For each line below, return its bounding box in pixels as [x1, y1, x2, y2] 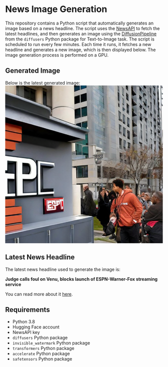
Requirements [5, 305, 50, 314]
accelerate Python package [12, 350, 70, 356]
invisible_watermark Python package [12, 340, 90, 346]
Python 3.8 [12, 319, 35, 325]
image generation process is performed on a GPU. [5, 52, 109, 58]
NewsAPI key [12, 329, 40, 335]
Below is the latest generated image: [5, 80, 80, 86]
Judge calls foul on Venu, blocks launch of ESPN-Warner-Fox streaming [5, 276, 158, 282]
